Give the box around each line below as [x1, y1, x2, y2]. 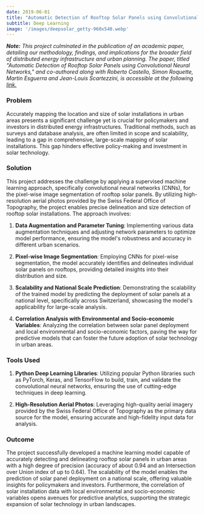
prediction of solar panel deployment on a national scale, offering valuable [6, 475, 192, 482]
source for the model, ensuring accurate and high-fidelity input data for [15, 414, 194, 421]
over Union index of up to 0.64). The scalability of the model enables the [6, 468, 188, 476]
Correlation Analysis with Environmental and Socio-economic [15, 315, 175, 322]
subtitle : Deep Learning [6, 20, 69, 26]
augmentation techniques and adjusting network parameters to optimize [15, 228, 196, 235]
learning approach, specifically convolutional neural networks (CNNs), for [6, 184, 191, 191]
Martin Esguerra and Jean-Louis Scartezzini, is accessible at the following [6, 75, 194, 82]
